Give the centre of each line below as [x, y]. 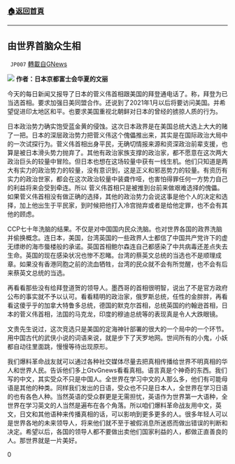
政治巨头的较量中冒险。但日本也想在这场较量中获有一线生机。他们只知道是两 [117, 161]
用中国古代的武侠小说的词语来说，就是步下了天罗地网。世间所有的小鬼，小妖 [117, 338]
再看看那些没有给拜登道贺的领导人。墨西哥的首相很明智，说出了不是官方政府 [117, 288]
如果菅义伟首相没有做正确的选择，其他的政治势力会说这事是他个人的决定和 [114, 197]
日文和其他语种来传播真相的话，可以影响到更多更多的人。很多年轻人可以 [123, 414]
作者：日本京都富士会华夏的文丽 [62, 79]
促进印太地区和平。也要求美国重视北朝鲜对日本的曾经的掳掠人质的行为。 [117, 112]
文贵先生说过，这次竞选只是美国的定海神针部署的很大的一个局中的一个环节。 [117, 329]
